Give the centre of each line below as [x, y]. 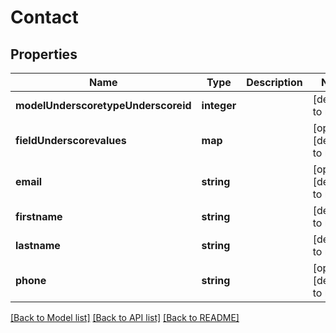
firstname [39, 216]
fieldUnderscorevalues [71, 140]
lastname [38, 245]
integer [219, 105]
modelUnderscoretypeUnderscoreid [103, 105]
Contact [44, 17]
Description [274, 82]
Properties [44, 54]
